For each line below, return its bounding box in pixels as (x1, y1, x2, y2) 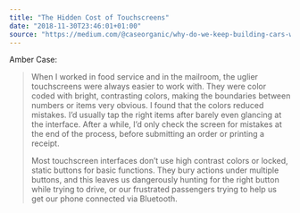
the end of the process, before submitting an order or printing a (30, 129, 265, 140)
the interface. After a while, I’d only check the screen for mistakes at (30, 119, 283, 130)
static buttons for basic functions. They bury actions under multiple (30, 165, 279, 175)
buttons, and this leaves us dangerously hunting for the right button (30, 175, 279, 185)
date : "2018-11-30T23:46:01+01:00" (9, 21, 142, 30)
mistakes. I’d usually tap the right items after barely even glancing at (30, 109, 282, 121)
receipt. (30, 138, 60, 149)
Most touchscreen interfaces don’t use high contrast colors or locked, (30, 156, 288, 166)
